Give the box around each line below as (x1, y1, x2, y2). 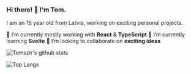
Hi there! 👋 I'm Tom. (6, 5, 66, 14)
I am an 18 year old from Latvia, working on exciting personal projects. (6, 19, 184, 27)
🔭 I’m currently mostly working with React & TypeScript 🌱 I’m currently (6, 31, 185, 38)
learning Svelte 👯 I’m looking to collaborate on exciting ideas (6, 38, 161, 45)
